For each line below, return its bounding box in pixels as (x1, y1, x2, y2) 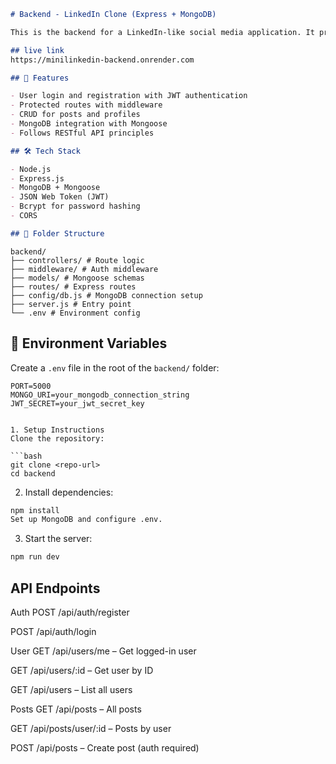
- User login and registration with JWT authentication (10, 91, 248, 101)
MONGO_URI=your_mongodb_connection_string (10, 390, 190, 400)
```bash (10, 451, 43, 461)
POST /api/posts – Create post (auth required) (10, 742, 200, 754)
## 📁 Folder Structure (10, 228, 105, 239)
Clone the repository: (10, 433, 105, 444)
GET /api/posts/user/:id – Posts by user (10, 723, 172, 734)
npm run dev (10, 552, 60, 562)
